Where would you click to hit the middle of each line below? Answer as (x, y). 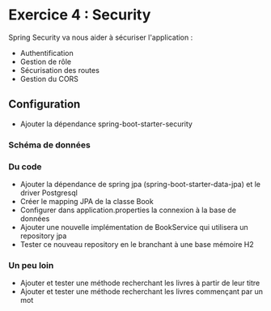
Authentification (47, 53)
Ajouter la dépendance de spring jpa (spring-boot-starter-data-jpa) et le (140, 184)
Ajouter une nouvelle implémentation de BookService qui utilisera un (134, 227)
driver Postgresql (49, 193)
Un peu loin (31, 265)
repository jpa (43, 236)
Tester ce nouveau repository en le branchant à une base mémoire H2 (137, 244)
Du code (25, 166)
